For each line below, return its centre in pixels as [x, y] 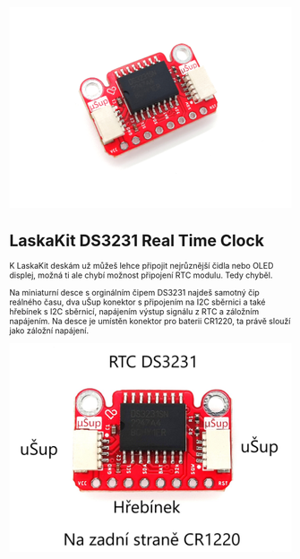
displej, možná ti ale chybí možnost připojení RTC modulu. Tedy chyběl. [141, 275]
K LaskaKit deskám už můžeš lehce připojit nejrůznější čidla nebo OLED [141, 265]
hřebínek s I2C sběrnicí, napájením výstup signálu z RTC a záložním [134, 311]
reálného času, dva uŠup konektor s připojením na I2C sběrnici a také [137, 302]
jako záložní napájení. [49, 331]
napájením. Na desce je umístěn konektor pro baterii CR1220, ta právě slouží [150, 321]
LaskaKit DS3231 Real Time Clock [137, 241]
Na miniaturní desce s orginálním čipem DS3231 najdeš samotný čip [134, 292]
